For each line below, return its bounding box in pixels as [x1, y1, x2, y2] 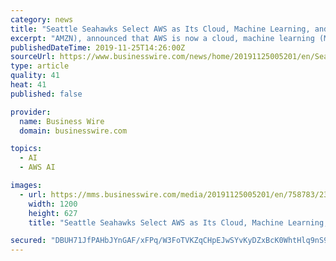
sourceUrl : [10, 52, 56, 62]
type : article [10, 61, 70, 71]
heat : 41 [10, 80, 47, 90]
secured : [10, 236, 47, 246]
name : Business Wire [19, 116, 105, 126]
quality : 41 [10, 71, 60, 81]
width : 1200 [28, 199, 78, 209]
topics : [10, 144, 43, 154]
